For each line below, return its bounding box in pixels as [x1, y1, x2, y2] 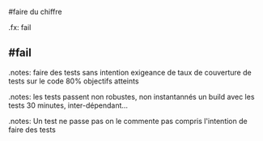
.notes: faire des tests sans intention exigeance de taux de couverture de [8, 67, 252, 77]
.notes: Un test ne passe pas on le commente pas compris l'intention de [8, 116, 248, 126]
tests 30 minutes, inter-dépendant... [8, 100, 128, 110]
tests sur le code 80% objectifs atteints [8, 76, 139, 86]
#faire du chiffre [8, 7, 62, 16]
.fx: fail [8, 23, 32, 32]
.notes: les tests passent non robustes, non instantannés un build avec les [8, 92, 255, 101]
